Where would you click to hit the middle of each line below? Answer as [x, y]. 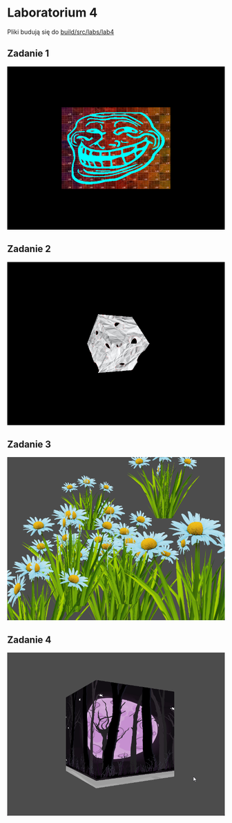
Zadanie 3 [29, 444]
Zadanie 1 [28, 54]
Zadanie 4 [29, 640]
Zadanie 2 [29, 249]
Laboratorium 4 [52, 13]
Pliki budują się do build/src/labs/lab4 [61, 32]
